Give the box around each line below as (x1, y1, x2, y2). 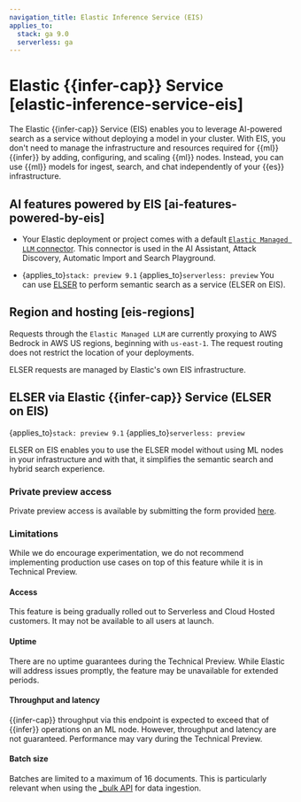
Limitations (9, 528, 59, 540)
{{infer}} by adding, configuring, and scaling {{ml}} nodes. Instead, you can (9, 152, 284, 163)
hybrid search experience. (9, 463, 105, 474)
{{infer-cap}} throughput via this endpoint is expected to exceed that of (9, 714, 270, 725)
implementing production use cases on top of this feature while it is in (9, 557, 264, 567)
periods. (9, 675, 40, 685)
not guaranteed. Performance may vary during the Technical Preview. (9, 733, 263, 744)
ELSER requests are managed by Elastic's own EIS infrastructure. (9, 364, 246, 374)
